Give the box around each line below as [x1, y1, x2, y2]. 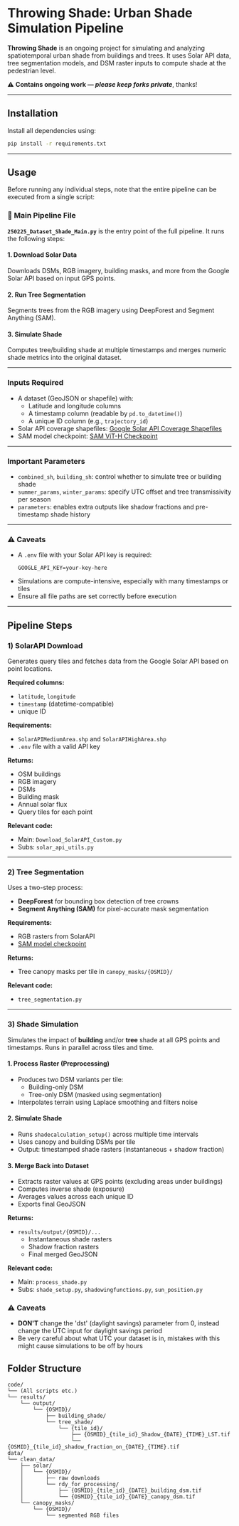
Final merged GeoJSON [28, 1250, 98, 1259]
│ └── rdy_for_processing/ [20, 1481, 119, 1488]
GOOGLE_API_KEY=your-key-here [17, 564, 108, 572]
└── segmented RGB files [45, 1512, 119, 1520]
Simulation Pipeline [7, 20, 124, 36]
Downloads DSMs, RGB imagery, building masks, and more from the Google [7, 266, 230, 275]
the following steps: [7, 234, 65, 243]
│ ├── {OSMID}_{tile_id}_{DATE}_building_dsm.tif [20, 1487, 202, 1495]
